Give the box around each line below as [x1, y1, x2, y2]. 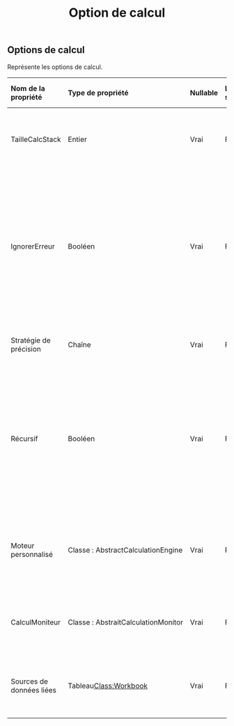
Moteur [10, 541, 35, 551]
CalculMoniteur [10, 617, 61, 627]
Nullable [189, 88, 218, 97]
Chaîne [68, 340, 92, 349]
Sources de [10, 677, 49, 686]
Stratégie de [10, 336, 51, 345]
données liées [10, 685, 57, 695]
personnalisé [10, 549, 54, 559]
